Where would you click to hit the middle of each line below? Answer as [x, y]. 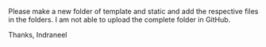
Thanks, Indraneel [38, 35]
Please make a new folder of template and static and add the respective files [133, 11]
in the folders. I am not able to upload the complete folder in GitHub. [120, 20]
